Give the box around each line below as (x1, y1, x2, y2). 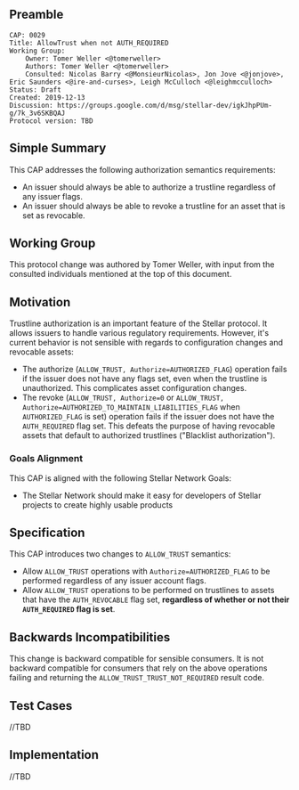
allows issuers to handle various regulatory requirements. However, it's (9, 328, 270, 338)
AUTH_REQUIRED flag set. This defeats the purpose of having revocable (21, 420, 276, 431)
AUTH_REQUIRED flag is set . (21, 604, 116, 615)
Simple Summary (9, 141, 107, 156)
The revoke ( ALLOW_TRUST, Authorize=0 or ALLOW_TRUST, (21, 392, 224, 403)
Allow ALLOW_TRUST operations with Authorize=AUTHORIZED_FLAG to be (21, 566, 271, 577)
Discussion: (9, 101, 53, 110)
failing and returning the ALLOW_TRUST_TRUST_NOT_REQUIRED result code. (9, 672, 265, 683)
